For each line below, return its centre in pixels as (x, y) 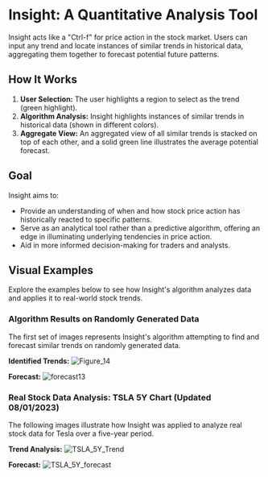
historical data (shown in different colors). (89, 124)
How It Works (43, 79)
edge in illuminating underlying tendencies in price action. (116, 236)
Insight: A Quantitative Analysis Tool (133, 15)
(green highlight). (49, 107)
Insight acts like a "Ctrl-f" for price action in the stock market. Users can (128, 37)
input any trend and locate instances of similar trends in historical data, (126, 45)
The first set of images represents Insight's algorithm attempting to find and (134, 337)
